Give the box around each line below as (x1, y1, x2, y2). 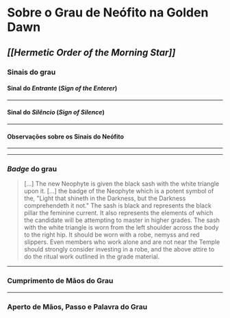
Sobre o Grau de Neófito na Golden (7, 5, 209, 21)
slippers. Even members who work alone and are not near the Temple (23, 238, 220, 246)
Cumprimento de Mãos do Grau (7, 276, 114, 286)
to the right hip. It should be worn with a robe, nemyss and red (23, 231, 200, 239)
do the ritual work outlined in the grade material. (23, 252, 159, 261)
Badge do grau (7, 164, 57, 174)
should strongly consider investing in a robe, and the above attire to (23, 245, 215, 254)
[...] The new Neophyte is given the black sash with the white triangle (23, 180, 220, 188)
